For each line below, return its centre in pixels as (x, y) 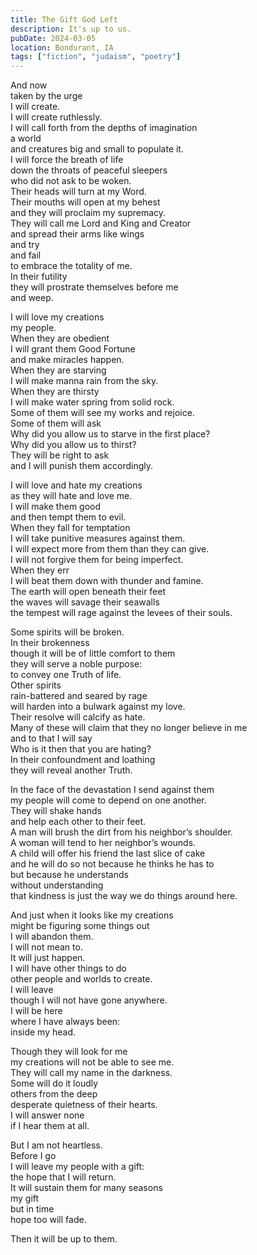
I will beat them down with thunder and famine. (107, 581)
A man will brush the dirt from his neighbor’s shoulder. (121, 832)
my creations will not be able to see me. (92, 1062)
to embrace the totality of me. (71, 266)
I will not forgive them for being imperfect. (97, 560)
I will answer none (47, 1115)
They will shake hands (56, 811)
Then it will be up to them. (64, 1239)
